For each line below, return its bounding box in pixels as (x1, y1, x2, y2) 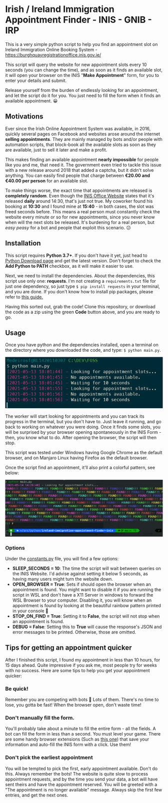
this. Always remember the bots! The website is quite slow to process (5, 771, 148, 777)
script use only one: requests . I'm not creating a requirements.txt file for (5, 278, 156, 284)
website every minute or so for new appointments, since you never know (5, 214, 155, 220)
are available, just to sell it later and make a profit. (5, 146, 107, 153)
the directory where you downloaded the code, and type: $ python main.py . (5, 347, 161, 353)
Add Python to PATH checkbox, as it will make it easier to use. (5, 263, 134, 269)
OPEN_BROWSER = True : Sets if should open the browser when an (12, 581, 151, 588)
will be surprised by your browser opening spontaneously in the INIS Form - (5, 429, 161, 435)
